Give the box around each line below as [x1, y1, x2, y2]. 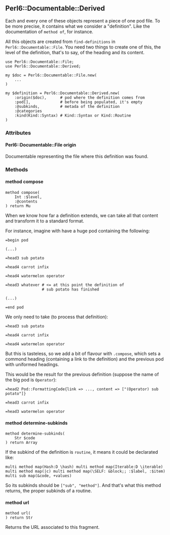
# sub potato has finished [41, 287, 100, 292]
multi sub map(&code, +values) [5, 473, 72, 479]
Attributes [5, 129, 31, 136]
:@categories [14, 108, 42, 114]
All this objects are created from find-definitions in [5, 38, 116, 44]
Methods [5, 166, 28, 173]
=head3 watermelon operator [5, 409, 65, 414]
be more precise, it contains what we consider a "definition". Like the [5, 23, 150, 29]
